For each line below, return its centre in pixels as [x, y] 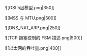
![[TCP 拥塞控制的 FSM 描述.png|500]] [43, 38]
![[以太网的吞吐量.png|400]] [33, 48]
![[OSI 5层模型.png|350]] [30, 8]
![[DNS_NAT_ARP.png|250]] [33, 28]
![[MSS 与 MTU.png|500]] [31, 18]
